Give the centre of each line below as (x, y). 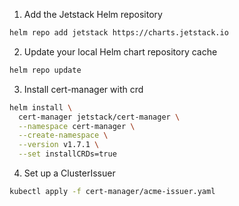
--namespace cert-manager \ (77, 126)
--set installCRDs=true (67, 154)
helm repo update (45, 70)
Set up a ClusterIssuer (69, 173)
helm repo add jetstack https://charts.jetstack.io (119, 33)
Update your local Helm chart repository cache (120, 51)
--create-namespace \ (63, 135)
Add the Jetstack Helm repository (93, 14)
